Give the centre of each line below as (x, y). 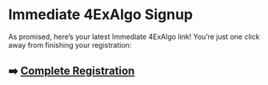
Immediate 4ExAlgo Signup (101, 15)
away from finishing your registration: (70, 44)
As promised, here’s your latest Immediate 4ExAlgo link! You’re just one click (134, 37)
